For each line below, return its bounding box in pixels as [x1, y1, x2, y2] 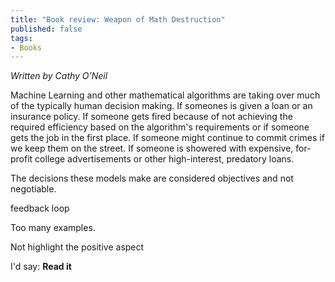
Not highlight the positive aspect [10, 241, 145, 253]
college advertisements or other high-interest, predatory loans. [34, 153, 295, 165]
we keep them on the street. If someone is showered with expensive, [10, 142, 294, 155]
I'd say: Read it [10, 261, 72, 273]
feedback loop [10, 202, 70, 215]
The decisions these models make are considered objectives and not [10, 172, 294, 185]
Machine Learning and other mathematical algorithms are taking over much [10, 89, 321, 101]
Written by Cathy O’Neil [10, 70, 108, 82]
